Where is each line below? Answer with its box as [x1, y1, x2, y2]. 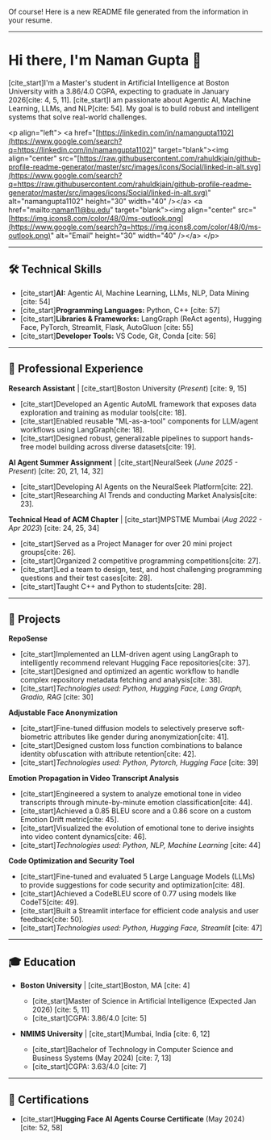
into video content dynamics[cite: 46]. [19, 832, 148, 841]
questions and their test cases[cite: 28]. [19, 573, 153, 583]
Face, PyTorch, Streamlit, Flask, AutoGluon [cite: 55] [19, 322, 194, 332]
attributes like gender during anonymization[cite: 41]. [53, 732, 230, 741]
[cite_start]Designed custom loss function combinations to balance [19, 741, 244, 750]
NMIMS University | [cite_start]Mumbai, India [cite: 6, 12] [19, 1029, 211, 1039]
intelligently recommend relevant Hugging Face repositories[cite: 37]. [19, 658, 251, 668]
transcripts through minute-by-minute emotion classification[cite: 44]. [19, 798, 252, 808]
